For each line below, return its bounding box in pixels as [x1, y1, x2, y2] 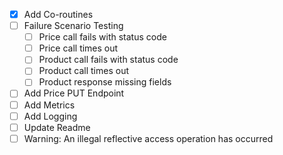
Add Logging [23, 110, 78, 122]
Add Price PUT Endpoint [23, 87, 125, 99]
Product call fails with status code [38, 54, 179, 66]
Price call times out [38, 42, 119, 54]
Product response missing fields [38, 76, 172, 88]
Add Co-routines [23, 9, 94, 20]
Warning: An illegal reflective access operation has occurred [23, 132, 274, 144]
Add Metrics [23, 99, 76, 111]
